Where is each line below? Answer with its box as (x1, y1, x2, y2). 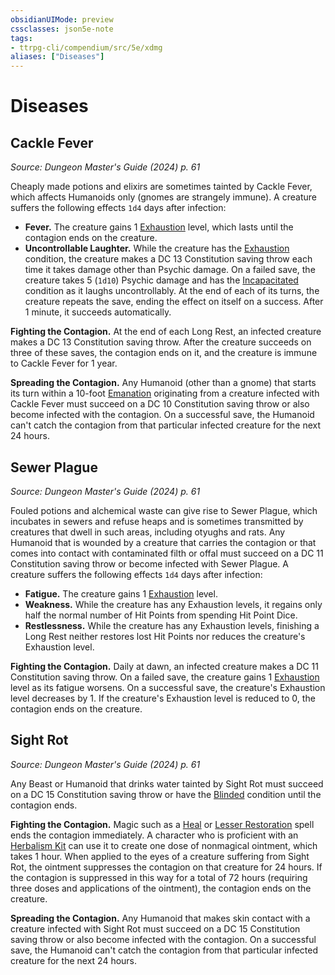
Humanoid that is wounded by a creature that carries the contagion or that (10, 536, 317, 548)
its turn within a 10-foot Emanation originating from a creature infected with (10, 387, 320, 400)
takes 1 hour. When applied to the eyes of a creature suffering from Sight (10, 850, 310, 862)
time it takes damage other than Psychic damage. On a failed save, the (24, 264, 316, 276)
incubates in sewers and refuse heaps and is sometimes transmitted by (10, 515, 304, 527)
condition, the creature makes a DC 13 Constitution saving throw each (24, 253, 313, 265)
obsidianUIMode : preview (10, 14, 114, 25)
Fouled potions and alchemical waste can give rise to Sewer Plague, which (10, 504, 318, 516)
